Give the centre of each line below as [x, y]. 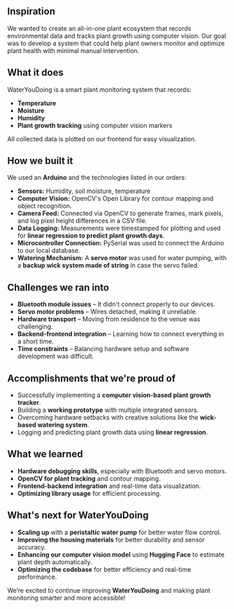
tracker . [29, 403]
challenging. [35, 327]
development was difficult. [56, 357]
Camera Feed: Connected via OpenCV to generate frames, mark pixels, [120, 213]
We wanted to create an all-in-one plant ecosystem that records [99, 28]
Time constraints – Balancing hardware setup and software [103, 349]
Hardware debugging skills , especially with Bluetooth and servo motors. [122, 471]
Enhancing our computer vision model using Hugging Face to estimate [121, 554]
